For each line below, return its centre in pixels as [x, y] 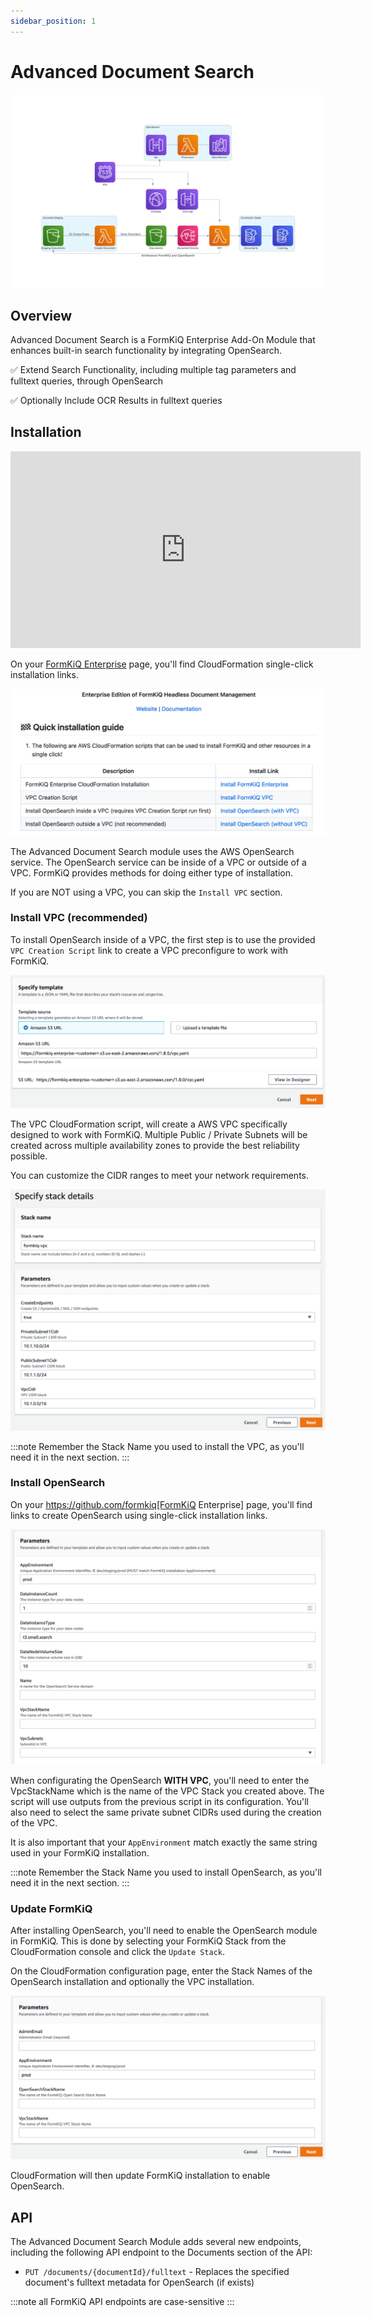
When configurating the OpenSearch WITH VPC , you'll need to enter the [160, 1780]
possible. [29, 1156]
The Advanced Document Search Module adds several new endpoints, [156, 2242]
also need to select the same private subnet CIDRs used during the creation [166, 1812]
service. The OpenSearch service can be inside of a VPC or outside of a [158, 862]
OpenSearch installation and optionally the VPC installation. [132, 1982]
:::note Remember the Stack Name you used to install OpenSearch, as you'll [166, 1872]
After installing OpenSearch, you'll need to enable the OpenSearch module [164, 1931]
